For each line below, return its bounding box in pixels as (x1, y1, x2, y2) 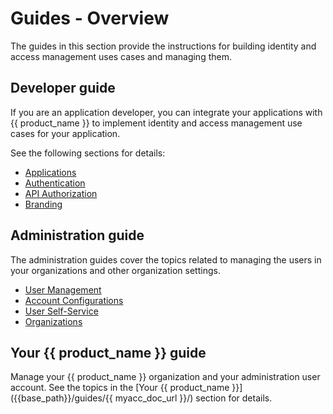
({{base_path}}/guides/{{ (10, 392, 113, 404)
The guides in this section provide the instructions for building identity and (10, 40, 317, 52)
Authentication (24, 177, 86, 189)
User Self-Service (24, 305, 99, 317)
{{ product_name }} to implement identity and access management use (10, 117, 303, 129)
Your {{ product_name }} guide (10, 344, 207, 361)
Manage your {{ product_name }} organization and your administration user (10, 371, 321, 383)
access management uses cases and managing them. (10, 50, 232, 62)
